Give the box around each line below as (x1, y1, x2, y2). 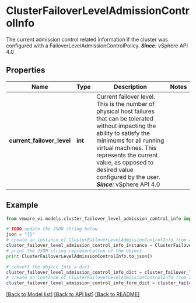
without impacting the (96, 122, 156, 130)
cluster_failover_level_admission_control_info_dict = (6, 269, 142, 276)
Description (113, 82, 148, 91)
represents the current (96, 151, 158, 159)
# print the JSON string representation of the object (6, 247, 142, 254)
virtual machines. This (96, 143, 157, 151)
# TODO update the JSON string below (6, 226, 98, 232)
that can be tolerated (96, 114, 153, 122)
